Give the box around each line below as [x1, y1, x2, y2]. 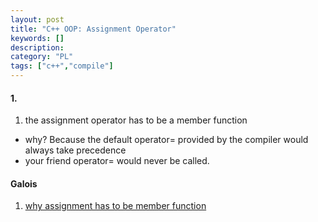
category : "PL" [10, 52, 74, 62]
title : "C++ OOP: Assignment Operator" [10, 24, 177, 34]
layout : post [10, 14, 65, 25]
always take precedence [24, 144, 127, 156]
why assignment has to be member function [24, 200, 207, 212]
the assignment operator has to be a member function [24, 114, 248, 126]
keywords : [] [10, 33, 65, 43]
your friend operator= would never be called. [24, 155, 210, 167]
